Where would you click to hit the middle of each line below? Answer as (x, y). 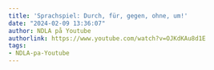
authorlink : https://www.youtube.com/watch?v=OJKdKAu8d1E (107, 38)
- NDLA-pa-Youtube (39, 53)
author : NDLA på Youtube (50, 31)
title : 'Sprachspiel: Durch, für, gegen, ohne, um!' (98, 16)
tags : (17, 46)
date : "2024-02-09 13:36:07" (57, 23)
